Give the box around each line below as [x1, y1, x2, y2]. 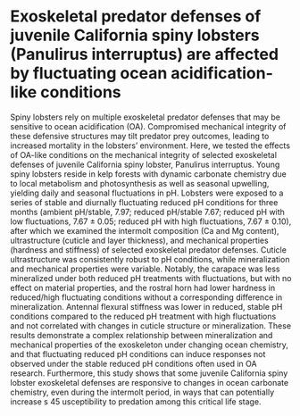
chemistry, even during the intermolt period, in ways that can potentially [10, 387, 275, 397]
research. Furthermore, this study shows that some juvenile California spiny [10, 368, 288, 379]
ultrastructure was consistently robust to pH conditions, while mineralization [10, 254, 290, 264]
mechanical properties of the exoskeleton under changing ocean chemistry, [10, 339, 289, 350]
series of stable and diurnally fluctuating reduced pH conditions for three [10, 196, 279, 207]
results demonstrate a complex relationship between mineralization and [10, 329, 273, 340]
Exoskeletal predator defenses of [10, 6, 262, 27]
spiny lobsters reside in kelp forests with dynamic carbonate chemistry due [10, 168, 287, 179]
